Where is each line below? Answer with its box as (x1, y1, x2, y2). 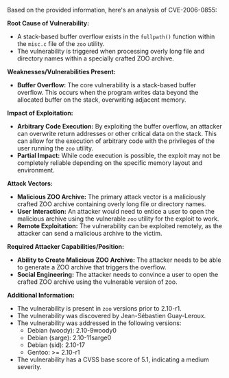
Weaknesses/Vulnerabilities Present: (7, 68, 116, 76)
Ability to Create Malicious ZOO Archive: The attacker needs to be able (16, 256, 221, 264)
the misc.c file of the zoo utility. (16, 40, 105, 47)
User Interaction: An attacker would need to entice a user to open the (16, 208, 215, 215)
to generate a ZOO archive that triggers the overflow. (16, 263, 167, 271)
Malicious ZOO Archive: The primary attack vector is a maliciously (16, 192, 206, 201)
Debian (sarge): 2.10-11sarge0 (27, 333, 112, 342)
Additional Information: (7, 291, 75, 299)
